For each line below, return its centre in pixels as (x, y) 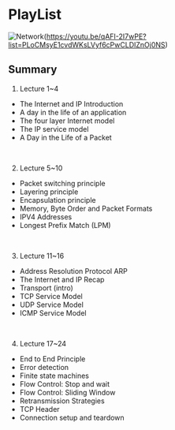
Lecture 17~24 (43, 343)
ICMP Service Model (53, 312)
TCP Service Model (51, 296)
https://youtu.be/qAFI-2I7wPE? (97, 36)
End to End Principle (52, 359)
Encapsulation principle (58, 200)
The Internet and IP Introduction (71, 103)
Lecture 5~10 (41, 168)
